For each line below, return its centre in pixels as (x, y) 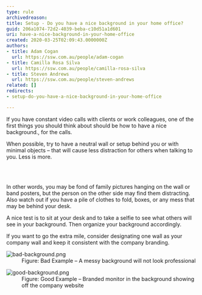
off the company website (53, 285)
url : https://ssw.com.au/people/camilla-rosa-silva (79, 68)
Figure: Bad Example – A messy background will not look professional (109, 260)
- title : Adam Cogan (33, 52)
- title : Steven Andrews (38, 74)
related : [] (21, 86)
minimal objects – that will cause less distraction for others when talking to (99, 150)
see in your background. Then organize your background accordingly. (94, 224)
